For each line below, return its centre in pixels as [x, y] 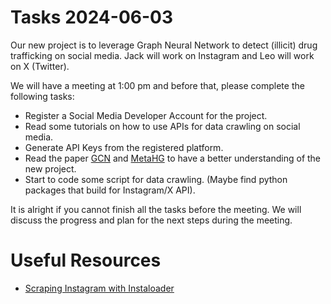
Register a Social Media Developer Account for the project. [146, 115]
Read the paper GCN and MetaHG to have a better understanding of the [173, 158]
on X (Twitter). [40, 66]
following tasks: [42, 96]
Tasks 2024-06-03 [91, 17]
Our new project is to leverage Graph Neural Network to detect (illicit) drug [164, 45]
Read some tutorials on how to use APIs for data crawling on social [162, 126]
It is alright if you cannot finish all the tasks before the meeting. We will [156, 209]
